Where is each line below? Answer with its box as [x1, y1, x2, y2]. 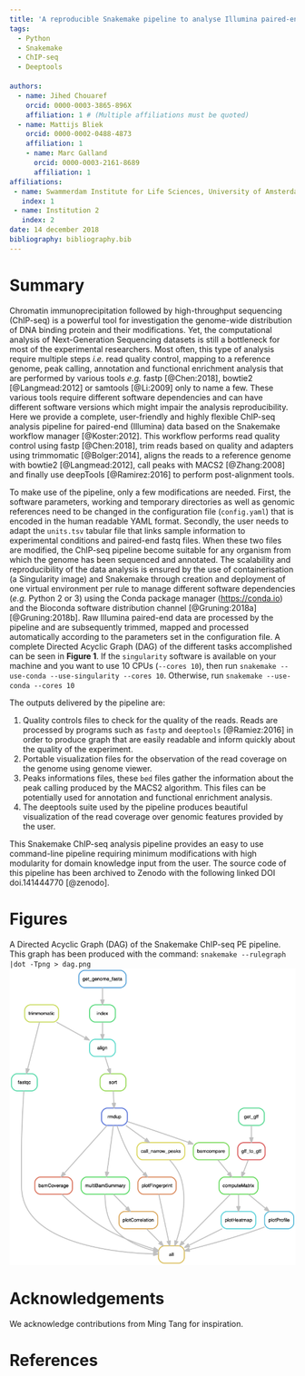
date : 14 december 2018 [9, 225, 100, 235]
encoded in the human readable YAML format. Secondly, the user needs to [9, 516, 289, 526]
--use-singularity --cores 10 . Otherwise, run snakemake [49, 670, 263, 681]
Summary [9, 275, 84, 295]
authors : [9, 82, 43, 91]
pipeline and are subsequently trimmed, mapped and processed [9, 622, 250, 633]
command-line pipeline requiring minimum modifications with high [9, 848, 257, 859]
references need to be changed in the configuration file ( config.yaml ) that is [9, 506, 294, 516]
